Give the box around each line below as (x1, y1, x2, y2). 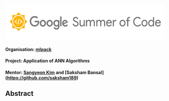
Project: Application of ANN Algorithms (5, 58, 90, 64)
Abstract (5, 89, 34, 98)
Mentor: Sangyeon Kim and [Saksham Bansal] (5, 69, 104, 75)
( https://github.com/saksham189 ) (5, 75, 78, 81)
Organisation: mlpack (5, 46, 52, 52)
